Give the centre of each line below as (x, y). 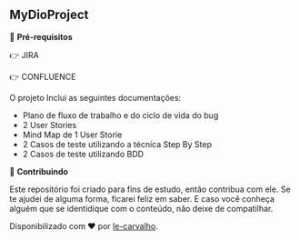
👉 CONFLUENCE (43, 76)
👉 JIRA (24, 55)
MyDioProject (49, 15)
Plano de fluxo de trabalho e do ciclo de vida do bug (120, 115)
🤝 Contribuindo (39, 171)
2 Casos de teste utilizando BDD (83, 154)
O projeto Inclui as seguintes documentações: (95, 97)
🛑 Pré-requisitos (41, 36)
